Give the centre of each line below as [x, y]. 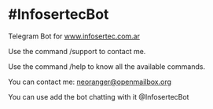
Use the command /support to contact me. [77, 51]
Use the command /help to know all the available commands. [107, 66]
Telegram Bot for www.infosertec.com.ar [74, 36]
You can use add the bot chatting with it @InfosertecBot [99, 96]
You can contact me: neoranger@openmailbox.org [90, 82]
